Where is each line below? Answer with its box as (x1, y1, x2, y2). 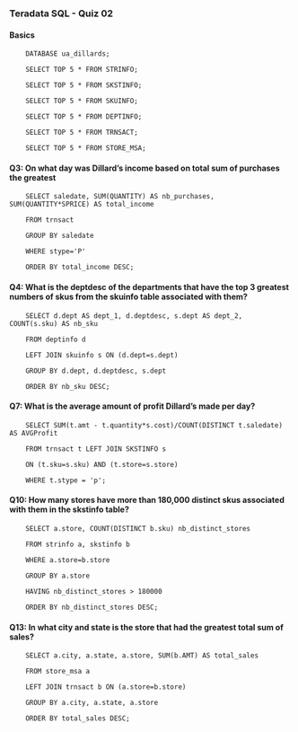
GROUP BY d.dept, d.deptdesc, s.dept (25, 366, 167, 375)
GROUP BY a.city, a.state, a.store (25, 699, 159, 708)
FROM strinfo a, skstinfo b (25, 540, 130, 549)
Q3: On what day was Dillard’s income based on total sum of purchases (9, 163, 280, 173)
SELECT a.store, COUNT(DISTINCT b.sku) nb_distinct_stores (25, 524, 251, 533)
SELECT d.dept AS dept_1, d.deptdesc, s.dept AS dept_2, (25, 311, 243, 321)
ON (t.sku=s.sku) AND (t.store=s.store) (25, 460, 179, 469)
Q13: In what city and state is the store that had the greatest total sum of (9, 622, 285, 632)
